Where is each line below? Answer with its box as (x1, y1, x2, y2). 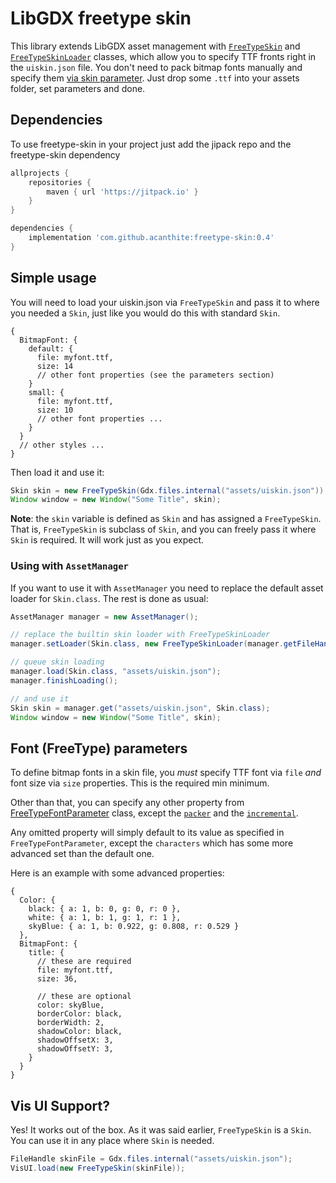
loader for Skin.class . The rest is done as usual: (10, 592, 209, 604)
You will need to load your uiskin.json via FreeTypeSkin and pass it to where (10, 296, 320, 308)
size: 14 (36, 361, 74, 371)
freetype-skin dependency (10, 148, 121, 161)
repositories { (28, 177, 92, 187)
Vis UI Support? (10, 1097, 110, 1114)
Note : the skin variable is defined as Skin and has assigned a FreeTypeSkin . (10, 513, 322, 525)
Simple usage (10, 270, 97, 287)
